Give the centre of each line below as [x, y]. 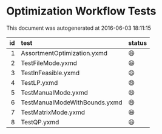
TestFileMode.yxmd [49, 63]
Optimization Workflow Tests [81, 11]
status [138, 42]
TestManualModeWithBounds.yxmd [72, 102]
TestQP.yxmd [40, 122]
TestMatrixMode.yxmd [53, 112]
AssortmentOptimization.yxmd [64, 53]
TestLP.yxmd [39, 82]
